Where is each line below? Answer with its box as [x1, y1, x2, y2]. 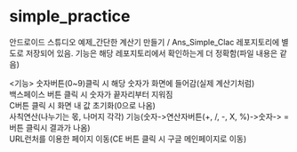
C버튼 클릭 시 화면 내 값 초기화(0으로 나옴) [9, 100, 156, 110]
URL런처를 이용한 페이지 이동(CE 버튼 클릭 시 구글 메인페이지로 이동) [9, 133, 247, 144]
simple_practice [9, 6, 131, 27]
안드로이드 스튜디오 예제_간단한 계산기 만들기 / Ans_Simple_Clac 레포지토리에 [9, 36, 280, 47]
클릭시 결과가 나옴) [25, 122, 91, 132]
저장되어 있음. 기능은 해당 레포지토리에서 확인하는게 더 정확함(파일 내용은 [25, 47, 278, 59]
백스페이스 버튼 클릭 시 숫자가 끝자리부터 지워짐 [9, 89, 173, 100]
